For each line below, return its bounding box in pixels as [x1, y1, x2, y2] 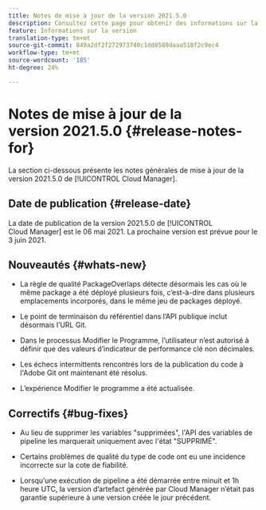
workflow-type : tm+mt [8, 49, 80, 57]
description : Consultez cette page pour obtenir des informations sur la [8, 19, 259, 27]
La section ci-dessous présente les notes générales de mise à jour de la [8, 165, 244, 175]
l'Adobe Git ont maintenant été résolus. [19, 368, 148, 378]
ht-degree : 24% [8, 64, 59, 72]
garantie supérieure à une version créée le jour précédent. [19, 492, 212, 503]
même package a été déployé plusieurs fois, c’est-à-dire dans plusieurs [19, 288, 255, 298]
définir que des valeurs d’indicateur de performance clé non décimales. [19, 344, 255, 354]
